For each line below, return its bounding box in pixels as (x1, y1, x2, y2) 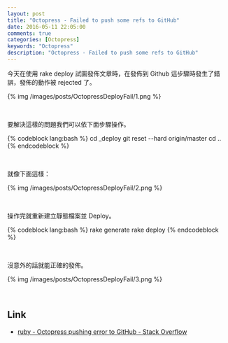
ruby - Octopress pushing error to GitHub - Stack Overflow (17, 327, 187, 336)
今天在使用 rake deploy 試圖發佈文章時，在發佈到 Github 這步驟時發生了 (7, 69, 215, 78)
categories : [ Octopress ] (7, 36, 80, 43)
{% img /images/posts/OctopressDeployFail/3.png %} (7, 274, 163, 283)
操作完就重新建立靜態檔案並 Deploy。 (7, 211, 115, 220)
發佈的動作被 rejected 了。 (19, 78, 96, 86)
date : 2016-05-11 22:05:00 (7, 23, 86, 30)
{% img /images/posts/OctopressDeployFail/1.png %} (7, 92, 162, 100)
